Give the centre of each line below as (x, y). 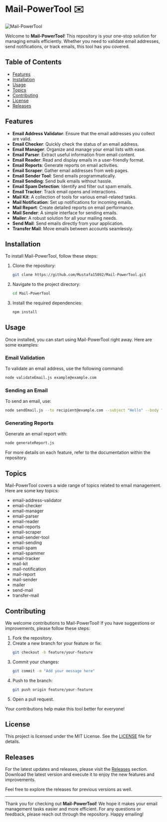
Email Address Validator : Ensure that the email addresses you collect (83, 133)
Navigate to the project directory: (46, 284)
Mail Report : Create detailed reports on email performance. (73, 207)
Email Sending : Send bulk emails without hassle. (62, 181)
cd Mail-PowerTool (31, 293)
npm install (25, 312)
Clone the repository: (34, 266)
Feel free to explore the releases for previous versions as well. (69, 789)
